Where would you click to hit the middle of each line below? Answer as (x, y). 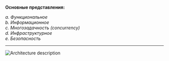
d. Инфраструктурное (29, 33)
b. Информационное (27, 22)
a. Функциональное (26, 17)
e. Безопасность (23, 38)
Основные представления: (35, 7)
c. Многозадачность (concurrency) (43, 28)
